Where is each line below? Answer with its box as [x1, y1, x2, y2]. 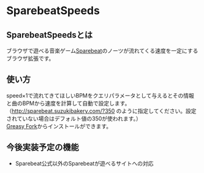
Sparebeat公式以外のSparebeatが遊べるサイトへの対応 [15, 160, 154, 167]
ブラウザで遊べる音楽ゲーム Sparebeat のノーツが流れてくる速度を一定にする [6, 47, 198, 54]
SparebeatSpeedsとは [6, 29, 93, 40]
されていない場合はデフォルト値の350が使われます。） [6, 115, 142, 122]
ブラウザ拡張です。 [6, 55, 55, 62]
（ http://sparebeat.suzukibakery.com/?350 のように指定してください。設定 [6, 107, 197, 114]
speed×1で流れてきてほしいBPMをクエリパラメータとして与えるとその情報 [6, 91, 195, 99]
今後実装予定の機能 [6, 142, 79, 153]
